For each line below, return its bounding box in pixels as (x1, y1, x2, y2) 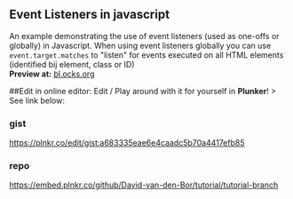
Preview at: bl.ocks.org (9, 68, 95, 79)
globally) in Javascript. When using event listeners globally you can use (9, 40, 272, 51)
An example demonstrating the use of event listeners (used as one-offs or (9, 30, 280, 41)
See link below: (9, 95, 65, 106)
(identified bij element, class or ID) (9, 59, 135, 69)
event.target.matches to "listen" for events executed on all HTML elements (9, 49, 284, 60)
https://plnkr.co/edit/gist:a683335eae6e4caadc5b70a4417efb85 (9, 138, 246, 148)
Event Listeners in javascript (9, 7, 170, 22)
